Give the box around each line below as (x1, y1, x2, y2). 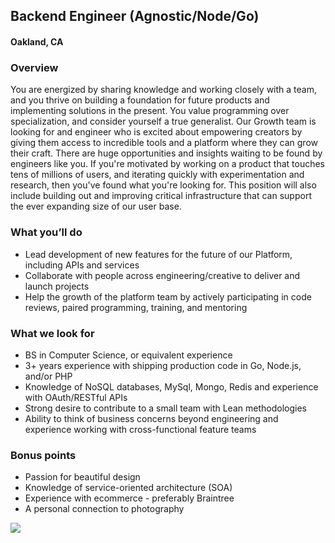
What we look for (10, 326, 95, 340)
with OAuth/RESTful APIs (24, 391, 128, 403)
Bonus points (10, 448, 77, 462)
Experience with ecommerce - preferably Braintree (24, 492, 235, 504)
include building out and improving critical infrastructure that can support (10, 190, 312, 202)
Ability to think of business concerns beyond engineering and (24, 412, 279, 424)
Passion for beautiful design (24, 471, 141, 483)
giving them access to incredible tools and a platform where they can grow (10, 137, 318, 149)
